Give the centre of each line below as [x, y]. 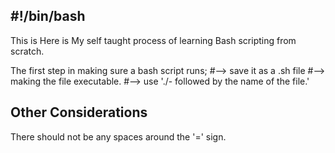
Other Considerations [79, 112]
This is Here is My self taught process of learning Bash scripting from [153, 40]
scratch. [27, 51]
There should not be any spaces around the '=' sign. [118, 136]
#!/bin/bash [48, 16]
